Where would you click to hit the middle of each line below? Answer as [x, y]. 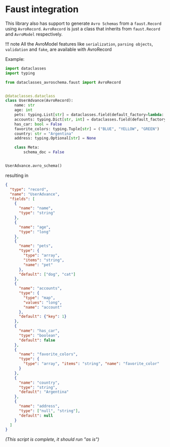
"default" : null [36, 416]
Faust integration [42, 9]
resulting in [17, 175]
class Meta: [27, 147]
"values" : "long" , [43, 303]
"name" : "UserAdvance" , [35, 194]
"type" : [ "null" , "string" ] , [49, 411]
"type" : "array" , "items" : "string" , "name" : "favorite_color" [91, 364]
